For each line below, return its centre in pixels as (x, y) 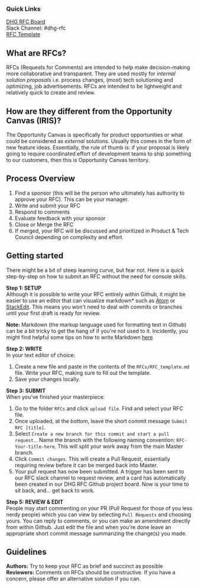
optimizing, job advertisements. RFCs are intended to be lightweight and (94, 86)
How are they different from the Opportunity (89, 111)
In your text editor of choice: (41, 355)
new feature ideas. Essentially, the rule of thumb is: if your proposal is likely (98, 147)
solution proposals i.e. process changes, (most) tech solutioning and (90, 80)
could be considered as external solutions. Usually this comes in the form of (99, 141)
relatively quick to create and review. (51, 93)
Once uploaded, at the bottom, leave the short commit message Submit (101, 421)
